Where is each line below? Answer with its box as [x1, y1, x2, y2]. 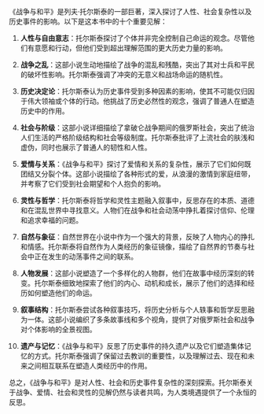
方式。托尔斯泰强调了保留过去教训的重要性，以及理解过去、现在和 [34, 351, 248, 360]
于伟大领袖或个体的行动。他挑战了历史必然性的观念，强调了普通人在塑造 [20, 97, 255, 105]
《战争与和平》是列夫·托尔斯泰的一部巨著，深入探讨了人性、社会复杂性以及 [9, 7, 252, 16]
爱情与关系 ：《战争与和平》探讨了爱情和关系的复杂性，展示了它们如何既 [20, 160, 251, 168]
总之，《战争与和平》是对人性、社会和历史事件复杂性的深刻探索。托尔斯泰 [9, 378, 247, 387]
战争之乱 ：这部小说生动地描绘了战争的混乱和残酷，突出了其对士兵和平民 [20, 60, 255, 69]
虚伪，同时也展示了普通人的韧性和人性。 [20, 142, 152, 152]
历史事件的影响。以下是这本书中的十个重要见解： [9, 17, 167, 26]
